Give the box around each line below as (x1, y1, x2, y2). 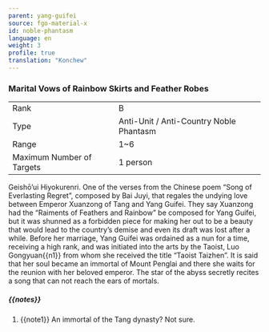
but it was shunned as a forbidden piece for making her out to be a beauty (8, 217, 254, 226)
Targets (12, 162, 42, 173)
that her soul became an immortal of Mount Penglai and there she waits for (8, 259, 255, 269)
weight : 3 (8, 42, 42, 50)
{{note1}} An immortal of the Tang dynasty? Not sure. (19, 314, 195, 325)
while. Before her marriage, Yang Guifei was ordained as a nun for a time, (8, 233, 250, 243)
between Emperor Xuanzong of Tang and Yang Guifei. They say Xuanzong (8, 200, 254, 209)
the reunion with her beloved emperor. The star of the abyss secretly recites (8, 268, 259, 277)
